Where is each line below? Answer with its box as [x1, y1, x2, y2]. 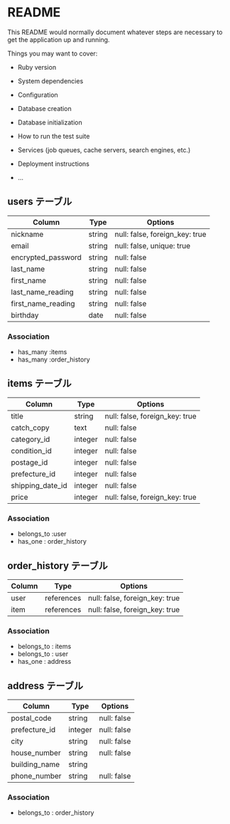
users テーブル [7, 196, 72, 208]
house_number [11, 748, 62, 758]
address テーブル [7, 680, 84, 692]
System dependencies [17, 76, 84, 85]
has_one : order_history [17, 537, 87, 546]
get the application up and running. [7, 35, 110, 43]
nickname [11, 229, 44, 239]
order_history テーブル [7, 559, 109, 571]
